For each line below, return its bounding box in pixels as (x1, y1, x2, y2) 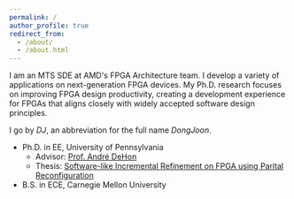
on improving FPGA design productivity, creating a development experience (9, 89, 286, 100)
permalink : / (9, 12, 58, 22)
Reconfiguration (35, 170, 95, 181)
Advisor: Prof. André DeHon (35, 151, 137, 162)
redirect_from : (9, 29, 66, 38)
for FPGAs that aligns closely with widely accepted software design (9, 98, 255, 109)
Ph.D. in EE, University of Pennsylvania (21, 142, 164, 153)
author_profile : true (9, 21, 89, 30)
